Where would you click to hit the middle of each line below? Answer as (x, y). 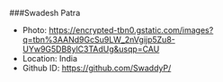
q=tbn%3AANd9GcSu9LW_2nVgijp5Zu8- (98, 40)
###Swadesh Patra (45, 13)
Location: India (50, 58)
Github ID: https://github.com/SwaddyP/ (97, 68)
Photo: (35, 30)
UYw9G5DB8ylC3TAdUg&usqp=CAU (91, 49)
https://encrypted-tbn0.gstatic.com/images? (131, 30)
